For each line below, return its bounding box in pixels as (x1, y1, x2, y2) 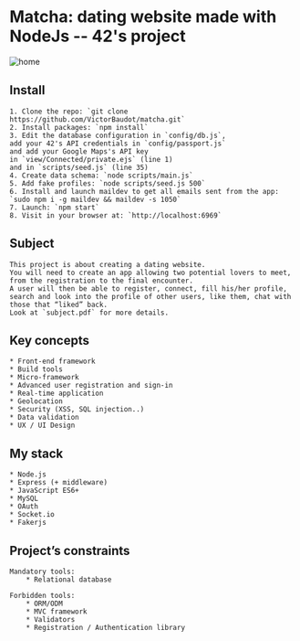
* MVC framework (26, 607, 88, 616)
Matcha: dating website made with (9, 6, 277, 27)
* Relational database (26, 575, 112, 584)
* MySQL (9, 494, 39, 504)
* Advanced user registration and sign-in (9, 381, 173, 390)
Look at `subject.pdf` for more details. (9, 308, 170, 317)
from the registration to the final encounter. (9, 276, 194, 285)
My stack (9, 445, 64, 461)
